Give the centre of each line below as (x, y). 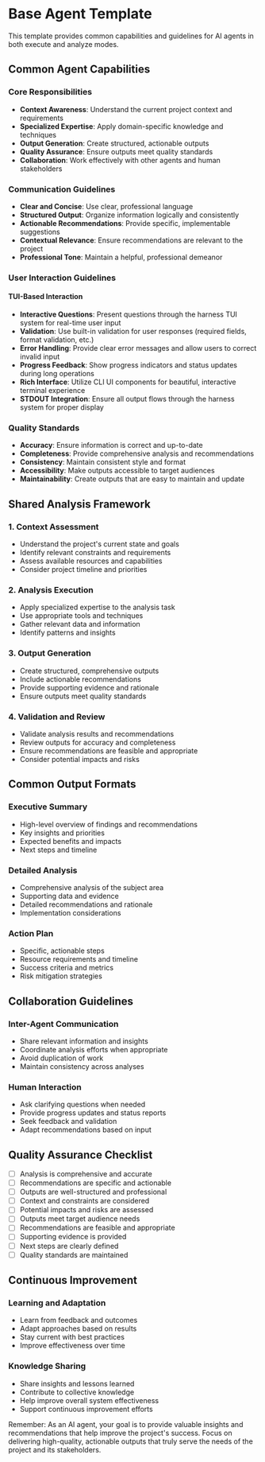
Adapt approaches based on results (78, 1328)
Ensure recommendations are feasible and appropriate (109, 750)
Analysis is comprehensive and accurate (86, 1174)
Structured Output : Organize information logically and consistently (129, 215)
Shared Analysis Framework (79, 504)
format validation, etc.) (57, 340)
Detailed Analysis (43, 870)
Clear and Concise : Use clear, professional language (106, 206)
